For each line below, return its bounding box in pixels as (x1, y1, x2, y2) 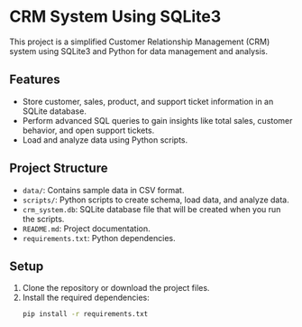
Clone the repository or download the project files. (22, 283, 210, 294)
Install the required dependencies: (22, 292, 151, 304)
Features (9, 72, 60, 88)
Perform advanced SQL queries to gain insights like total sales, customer (22, 115, 293, 126)
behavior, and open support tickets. (22, 125, 155, 135)
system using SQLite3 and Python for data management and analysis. (9, 45, 269, 56)
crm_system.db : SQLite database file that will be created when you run (22, 203, 281, 214)
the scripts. (22, 213, 65, 224)
